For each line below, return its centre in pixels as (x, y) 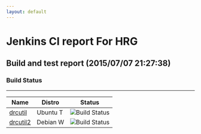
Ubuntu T (50, 112)
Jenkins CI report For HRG (72, 41)
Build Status (24, 80)
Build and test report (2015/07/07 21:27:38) (89, 63)
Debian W (51, 122)
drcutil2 (20, 122)
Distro (51, 102)
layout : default (26, 12)
